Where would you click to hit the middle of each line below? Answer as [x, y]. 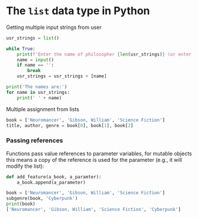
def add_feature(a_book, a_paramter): [54, 177]
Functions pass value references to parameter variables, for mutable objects [99, 153]
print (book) [21, 204]
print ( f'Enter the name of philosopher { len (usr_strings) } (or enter [104, 54]
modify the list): [25, 166]
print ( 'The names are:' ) [37, 87]
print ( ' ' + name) [39, 98]
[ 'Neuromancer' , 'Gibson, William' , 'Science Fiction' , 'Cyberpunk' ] [94, 210]
